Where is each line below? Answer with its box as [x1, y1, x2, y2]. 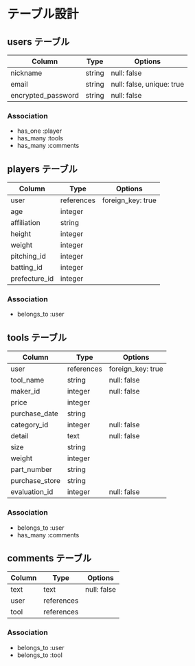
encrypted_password [10, 91, 79, 100]
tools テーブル [7, 332, 67, 343]
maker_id [10, 387, 41, 396]
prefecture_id [10, 274, 54, 283]
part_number [10, 465, 53, 475]
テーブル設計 [7, 6, 79, 22]
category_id [10, 420, 49, 430]
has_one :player [16, 127, 62, 135]
